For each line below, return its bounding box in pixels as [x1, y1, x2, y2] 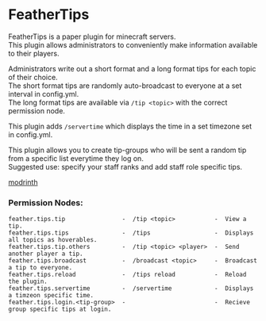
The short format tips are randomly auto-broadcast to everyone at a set [8, 81, 242, 90]
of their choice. [8, 72, 58, 82]
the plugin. [8, 277, 48, 286]
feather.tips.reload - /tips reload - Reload [8, 271, 247, 279]
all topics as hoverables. [8, 236, 98, 244]
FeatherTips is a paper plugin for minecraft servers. [8, 32, 176, 41]
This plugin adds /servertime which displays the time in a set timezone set [8, 121, 253, 131]
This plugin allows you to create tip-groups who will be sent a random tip [8, 145, 247, 155]
